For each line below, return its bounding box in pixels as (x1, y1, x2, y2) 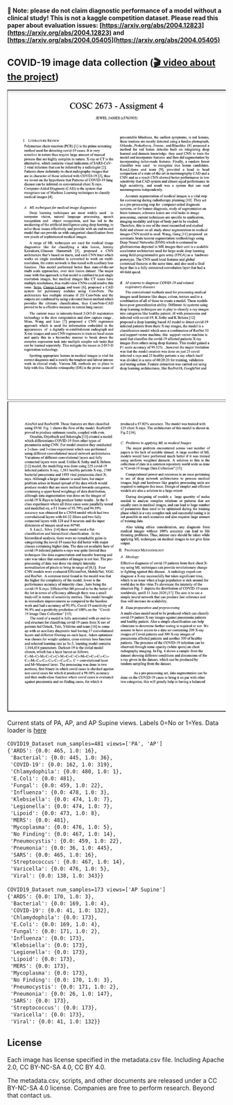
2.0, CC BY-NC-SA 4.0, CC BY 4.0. (7, 1063, 106, 1071)
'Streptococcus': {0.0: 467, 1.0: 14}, (10, 858, 126, 865)
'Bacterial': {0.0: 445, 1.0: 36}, (10, 754, 113, 761)
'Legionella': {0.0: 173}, (10, 949, 89, 956)
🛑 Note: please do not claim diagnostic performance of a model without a (7, 6, 222, 15)
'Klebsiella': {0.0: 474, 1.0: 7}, (10, 796, 113, 803)
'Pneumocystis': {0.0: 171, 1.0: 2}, (10, 983, 119, 990)
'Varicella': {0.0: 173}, (10, 1011, 85, 1018)
